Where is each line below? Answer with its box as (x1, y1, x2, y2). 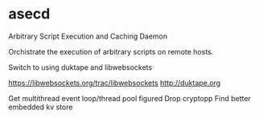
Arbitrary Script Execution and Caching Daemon (8, 31, 167, 41)
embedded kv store (8, 102, 73, 112)
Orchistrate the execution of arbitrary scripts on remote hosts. (8, 47, 214, 56)
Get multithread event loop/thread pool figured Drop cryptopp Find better (8, 93, 251, 103)
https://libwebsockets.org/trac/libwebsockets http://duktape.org (8, 78, 221, 87)
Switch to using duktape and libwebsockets (8, 62, 153, 72)
